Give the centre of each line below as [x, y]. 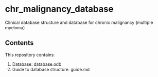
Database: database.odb [37, 64]
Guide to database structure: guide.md [51, 69]
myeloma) [15, 27]
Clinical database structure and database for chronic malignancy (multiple [79, 22]
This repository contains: [30, 55]
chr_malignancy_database [59, 9]
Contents [19, 43]
